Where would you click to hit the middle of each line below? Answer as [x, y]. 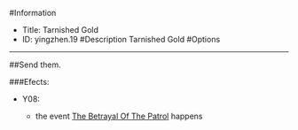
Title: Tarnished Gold [60, 30]
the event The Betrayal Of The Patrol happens [119, 116]
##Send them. [35, 65]
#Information [33, 13]
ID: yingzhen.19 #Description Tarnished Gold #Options [121, 39]
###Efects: [29, 82]
